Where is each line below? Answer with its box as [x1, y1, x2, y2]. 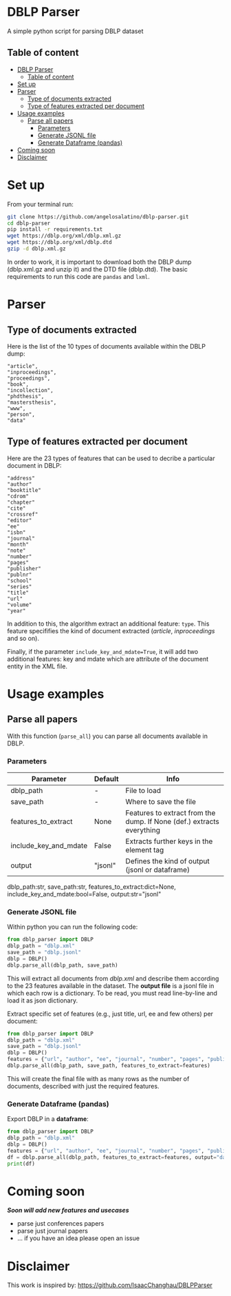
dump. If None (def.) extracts [125, 817, 220, 827]
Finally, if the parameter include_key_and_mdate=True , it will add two [7, 647, 199, 655]
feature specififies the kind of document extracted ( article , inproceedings [7, 626, 215, 635]
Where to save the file [125, 797, 197, 807]
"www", [7, 404, 26, 412]
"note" [7, 547, 26, 554]
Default [93, 774, 119, 784]
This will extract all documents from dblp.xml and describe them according [7, 974, 219, 983]
